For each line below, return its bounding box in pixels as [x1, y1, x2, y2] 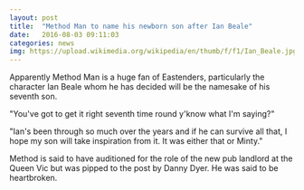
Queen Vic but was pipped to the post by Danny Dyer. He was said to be [9, 163, 279, 174]
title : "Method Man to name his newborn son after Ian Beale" [9, 22, 253, 31]
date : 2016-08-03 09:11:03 [9, 30, 119, 39]
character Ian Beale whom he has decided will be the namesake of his [9, 81, 271, 92]
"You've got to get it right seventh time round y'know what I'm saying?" [9, 109, 275, 119]
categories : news [9, 38, 75, 48]
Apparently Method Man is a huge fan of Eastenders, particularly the [9, 71, 265, 82]
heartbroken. [9, 173, 58, 184]
